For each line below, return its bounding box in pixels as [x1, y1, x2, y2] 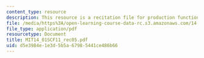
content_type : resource [6, 8, 67, 15]
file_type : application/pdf [6, 25, 78, 32]
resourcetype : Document [6, 31, 67, 37]
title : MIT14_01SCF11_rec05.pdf [6, 37, 88, 43]
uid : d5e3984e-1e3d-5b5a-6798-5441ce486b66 [6, 43, 118, 49]
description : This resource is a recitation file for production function [6, 14, 200, 21]
